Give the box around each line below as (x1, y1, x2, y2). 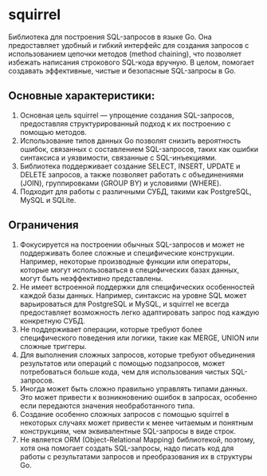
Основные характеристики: (8, 89, 155, 103)
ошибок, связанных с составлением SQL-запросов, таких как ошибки (19, 144, 259, 153)
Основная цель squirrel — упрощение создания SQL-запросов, (19, 110, 235, 120)
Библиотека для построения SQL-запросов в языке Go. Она (8, 32, 213, 42)
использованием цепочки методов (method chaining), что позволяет (8, 49, 241, 58)
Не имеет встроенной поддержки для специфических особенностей (19, 282, 255, 292)
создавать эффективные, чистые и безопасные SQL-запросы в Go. (8, 65, 237, 75)
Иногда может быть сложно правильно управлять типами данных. (19, 383, 249, 393)
